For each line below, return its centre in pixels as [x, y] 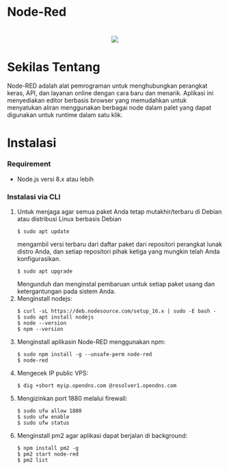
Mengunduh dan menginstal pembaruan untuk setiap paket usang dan [116, 284]
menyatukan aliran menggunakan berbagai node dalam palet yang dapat [109, 108]
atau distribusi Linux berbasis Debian [69, 219]
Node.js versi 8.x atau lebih [55, 179]
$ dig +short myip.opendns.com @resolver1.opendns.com [97, 386]
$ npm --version [40, 330]
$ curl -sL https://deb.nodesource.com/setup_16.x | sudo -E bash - [117, 311]
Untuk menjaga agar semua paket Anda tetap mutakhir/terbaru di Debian [119, 212]
